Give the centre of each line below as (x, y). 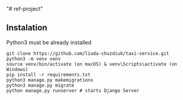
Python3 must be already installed (49, 42)
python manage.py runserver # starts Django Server (73, 90)
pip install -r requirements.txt (48, 75)
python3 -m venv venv (34, 59)
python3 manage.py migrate (40, 85)
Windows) (17, 69)
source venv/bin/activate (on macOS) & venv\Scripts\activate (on (92, 64)
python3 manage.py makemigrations (50, 80)
